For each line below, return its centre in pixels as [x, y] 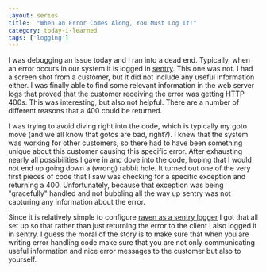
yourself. [23, 259]
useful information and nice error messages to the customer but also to [125, 251]
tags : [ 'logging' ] [39, 38]
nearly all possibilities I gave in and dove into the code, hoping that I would [130, 160]
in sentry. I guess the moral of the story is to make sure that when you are [129, 234]
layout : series [33, 15]
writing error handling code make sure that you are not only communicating [132, 243]
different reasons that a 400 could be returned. [85, 111]
